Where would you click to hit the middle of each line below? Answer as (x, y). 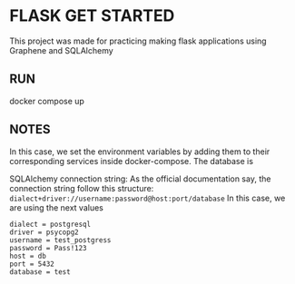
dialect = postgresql (50, 224)
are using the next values (57, 207)
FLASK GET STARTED (92, 16)
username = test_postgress (60, 240)
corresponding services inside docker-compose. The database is (132, 161)
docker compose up (47, 101)
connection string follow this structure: (82, 188)
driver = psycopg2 (44, 232)
